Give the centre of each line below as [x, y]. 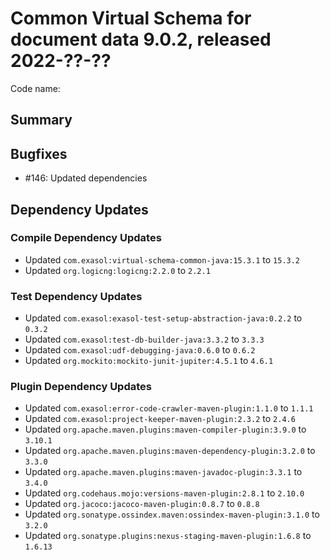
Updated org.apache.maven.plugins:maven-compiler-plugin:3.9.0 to [165, 429]
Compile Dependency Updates [86, 238]
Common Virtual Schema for [131, 18]
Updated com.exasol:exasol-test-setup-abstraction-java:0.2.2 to [163, 318]
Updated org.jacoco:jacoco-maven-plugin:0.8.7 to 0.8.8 [142, 504]
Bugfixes [39, 153]
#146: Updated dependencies [86, 178]
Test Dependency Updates [76, 296]
